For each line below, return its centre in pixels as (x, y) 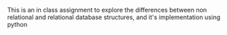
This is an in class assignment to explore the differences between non (107, 10)
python (17, 24)
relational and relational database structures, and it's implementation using (114, 17)
